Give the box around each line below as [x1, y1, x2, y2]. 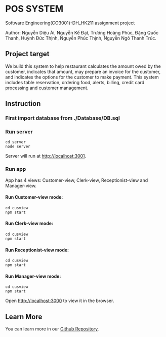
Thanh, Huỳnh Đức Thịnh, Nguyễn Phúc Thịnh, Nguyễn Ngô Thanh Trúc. [5, 35, 157, 41]
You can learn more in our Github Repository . [5, 326, 99, 332]
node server [5, 144, 30, 149]
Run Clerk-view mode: [5, 220, 53, 227]
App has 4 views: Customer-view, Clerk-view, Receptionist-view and [5, 177, 148, 183]
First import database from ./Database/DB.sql [5, 115, 120, 122]
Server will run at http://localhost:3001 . [5, 153, 87, 159]
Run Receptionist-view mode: [5, 247, 69, 253]
